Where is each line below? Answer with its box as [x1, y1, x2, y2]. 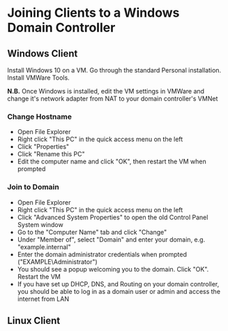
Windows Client [7, 47, 78, 59]
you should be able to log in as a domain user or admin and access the [17, 287, 221, 295]
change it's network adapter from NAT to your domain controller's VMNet [7, 94, 218, 103]
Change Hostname [7, 112, 72, 122]
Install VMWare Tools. [7, 73, 70, 82]
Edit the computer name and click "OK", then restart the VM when [17, 157, 207, 165]
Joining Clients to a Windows [7, 5, 180, 21]
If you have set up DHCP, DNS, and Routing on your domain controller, [17, 279, 220, 288]
